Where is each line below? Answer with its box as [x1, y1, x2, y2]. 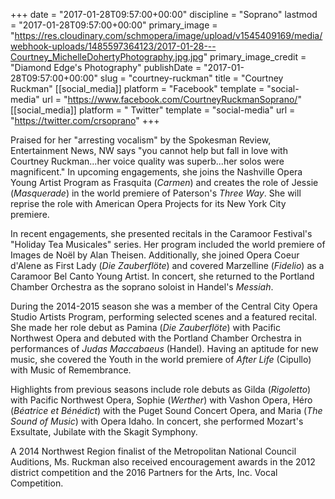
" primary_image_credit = [203, 51, 307, 63]
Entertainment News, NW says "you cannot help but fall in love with [10, 145, 288, 156]
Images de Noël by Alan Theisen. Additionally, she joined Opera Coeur [10, 249, 300, 261]
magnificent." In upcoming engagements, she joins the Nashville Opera [10, 166, 303, 178]
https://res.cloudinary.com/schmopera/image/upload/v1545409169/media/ [14, 30, 323, 41]
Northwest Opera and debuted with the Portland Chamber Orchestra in [10, 332, 302, 344]
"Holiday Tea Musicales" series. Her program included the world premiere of [10, 239, 326, 250]
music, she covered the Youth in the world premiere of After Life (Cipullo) [10, 354, 312, 365]
